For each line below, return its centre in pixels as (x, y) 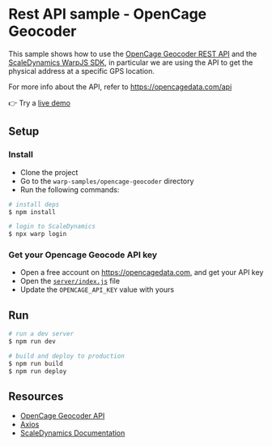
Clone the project (49, 172)
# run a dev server (41, 334)
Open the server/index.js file (70, 281)
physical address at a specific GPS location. (82, 71)
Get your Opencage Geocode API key (83, 255)
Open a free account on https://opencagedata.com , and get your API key (142, 272)
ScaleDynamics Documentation (72, 433)
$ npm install (32, 212)
